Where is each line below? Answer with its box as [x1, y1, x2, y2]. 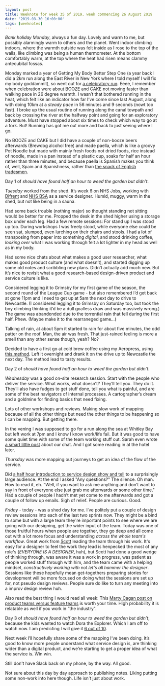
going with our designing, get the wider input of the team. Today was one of [5, 523, 159, 529]
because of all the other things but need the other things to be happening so [5, 411, 160, 417]
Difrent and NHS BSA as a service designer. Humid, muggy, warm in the [5, 193, 151, 199]
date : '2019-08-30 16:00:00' [5, 16, 65, 21]
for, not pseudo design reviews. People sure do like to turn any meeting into [5, 580, 158, 586]
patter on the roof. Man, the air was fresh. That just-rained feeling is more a [5, 331, 158, 337]
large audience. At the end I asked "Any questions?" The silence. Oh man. [5, 476, 154, 482]
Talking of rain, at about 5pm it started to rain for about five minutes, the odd [5, 326, 160, 332]
